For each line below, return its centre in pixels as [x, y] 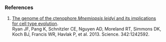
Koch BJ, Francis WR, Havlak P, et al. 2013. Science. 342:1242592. [81, 34]
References [19, 7]
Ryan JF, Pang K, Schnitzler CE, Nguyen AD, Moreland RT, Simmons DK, [87, 29]
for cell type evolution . [35, 23]
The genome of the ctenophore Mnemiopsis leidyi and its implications [84, 18]
